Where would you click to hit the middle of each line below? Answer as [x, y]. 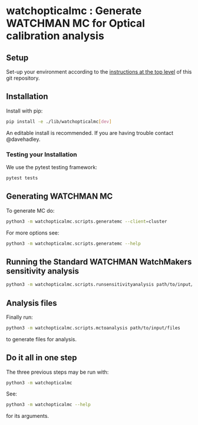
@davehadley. [23, 139]
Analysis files [32, 303]
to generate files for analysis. [41, 339]
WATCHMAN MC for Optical [76, 23]
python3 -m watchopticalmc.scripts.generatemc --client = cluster [87, 221]
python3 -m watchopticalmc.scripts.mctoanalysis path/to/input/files [93, 328]
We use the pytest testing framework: [52, 167]
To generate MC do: [30, 210]
